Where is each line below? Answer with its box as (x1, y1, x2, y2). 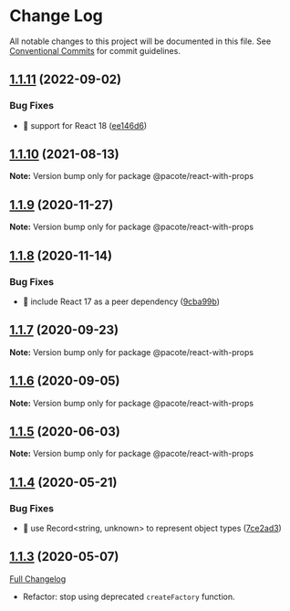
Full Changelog (9, 573, 67, 585)
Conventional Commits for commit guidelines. (9, 45, 181, 56)
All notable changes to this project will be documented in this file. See (9, 36, 272, 47)
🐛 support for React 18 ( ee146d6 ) (22, 120, 148, 131)
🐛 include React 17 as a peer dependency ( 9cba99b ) (22, 296, 221, 307)
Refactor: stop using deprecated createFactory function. (22, 591, 235, 602)
